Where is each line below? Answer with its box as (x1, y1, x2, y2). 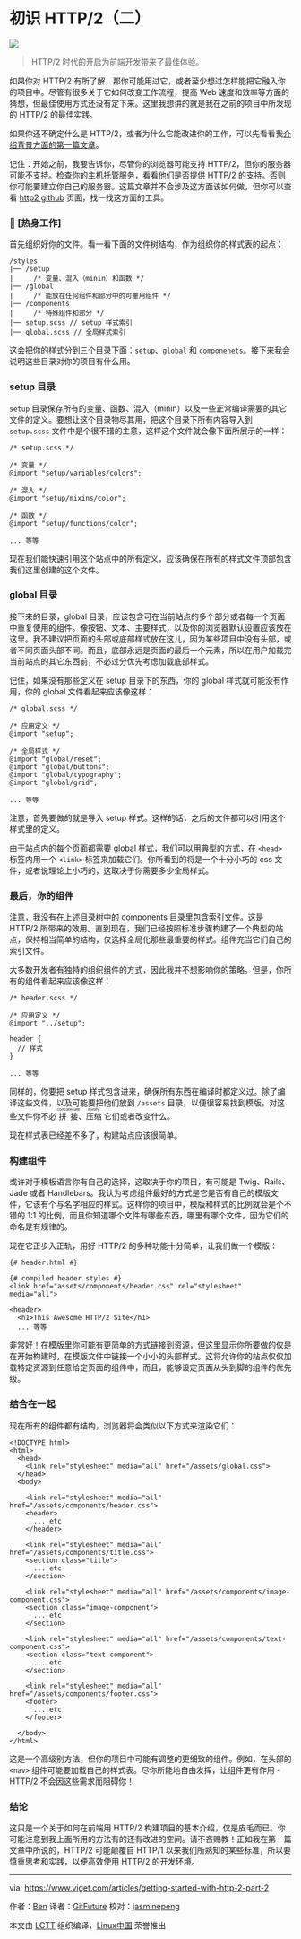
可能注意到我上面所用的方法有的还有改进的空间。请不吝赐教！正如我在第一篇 (9, 1834, 292, 1845)
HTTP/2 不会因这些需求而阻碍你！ (9, 1776, 134, 1786)
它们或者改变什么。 (103, 1111, 175, 1122)
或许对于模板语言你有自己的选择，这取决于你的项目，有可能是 (9, 1176, 237, 1187)
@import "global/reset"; (9, 755, 102, 764)
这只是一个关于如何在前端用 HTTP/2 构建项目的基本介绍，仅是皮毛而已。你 (9, 1822, 286, 1833)
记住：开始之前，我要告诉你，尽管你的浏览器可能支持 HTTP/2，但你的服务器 (9, 158, 291, 169)
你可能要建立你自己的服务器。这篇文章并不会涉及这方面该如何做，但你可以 (9, 180, 284, 191)
